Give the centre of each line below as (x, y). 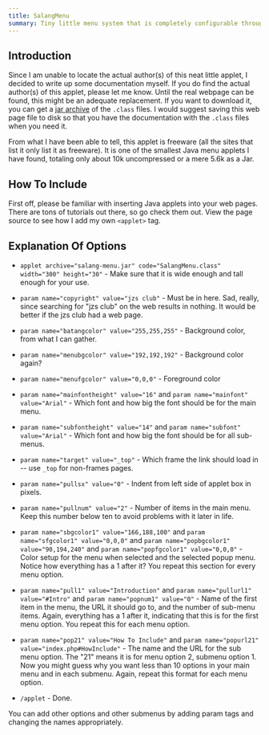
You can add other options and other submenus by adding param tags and (131, 713)
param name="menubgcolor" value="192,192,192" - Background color (132, 354)
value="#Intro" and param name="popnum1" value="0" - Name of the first (139, 598)
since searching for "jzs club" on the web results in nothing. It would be (138, 306)
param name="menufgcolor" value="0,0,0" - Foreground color (120, 378)
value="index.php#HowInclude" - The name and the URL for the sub (130, 648)
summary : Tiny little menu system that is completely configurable (123, 23)
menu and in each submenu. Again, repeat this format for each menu (134, 674)
